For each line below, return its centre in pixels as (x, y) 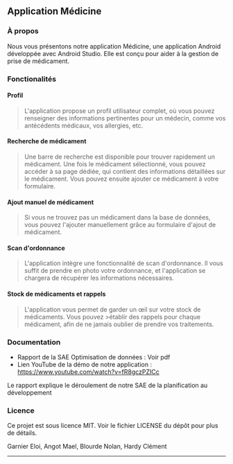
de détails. (22, 433)
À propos (23, 31)
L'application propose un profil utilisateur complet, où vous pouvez (119, 111)
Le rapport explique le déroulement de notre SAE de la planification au (107, 385)
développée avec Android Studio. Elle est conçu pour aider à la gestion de (113, 53)
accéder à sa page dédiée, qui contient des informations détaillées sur (125, 172)
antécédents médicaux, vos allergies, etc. (84, 125)
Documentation (34, 342)
